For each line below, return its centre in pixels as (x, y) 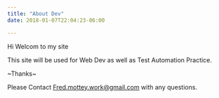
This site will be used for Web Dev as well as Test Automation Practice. (110, 59)
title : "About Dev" (36, 14)
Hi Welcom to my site (38, 46)
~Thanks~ (22, 73)
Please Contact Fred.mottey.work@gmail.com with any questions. (102, 87)
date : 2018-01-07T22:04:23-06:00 (56, 20)
